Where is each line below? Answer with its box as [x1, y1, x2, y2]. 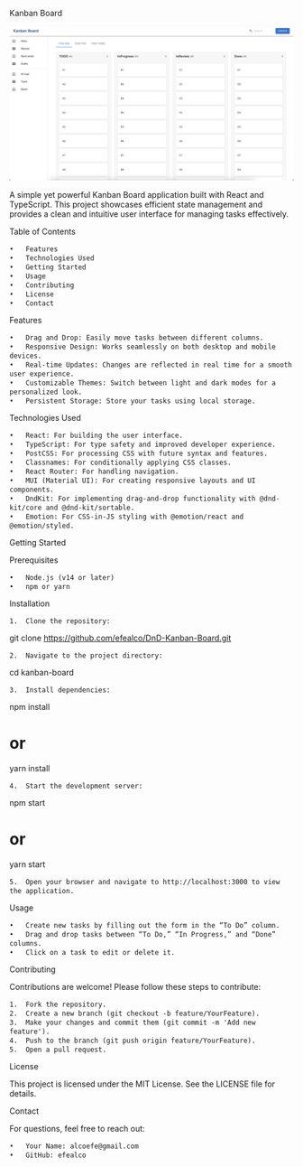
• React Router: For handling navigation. [9, 467, 179, 476]
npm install [9, 701, 50, 712]
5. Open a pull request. [9, 1045, 106, 1054]
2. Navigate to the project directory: [9, 650, 164, 660]
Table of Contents [9, 226, 77, 237]
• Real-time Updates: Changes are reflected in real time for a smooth [9, 360, 293, 369]
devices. [9, 351, 42, 360]
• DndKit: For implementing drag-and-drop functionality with [9, 494, 256, 503]
